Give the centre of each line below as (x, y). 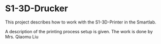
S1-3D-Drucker (36, 9)
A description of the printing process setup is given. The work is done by (79, 31)
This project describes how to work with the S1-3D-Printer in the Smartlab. (81, 22)
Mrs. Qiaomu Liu (22, 37)
